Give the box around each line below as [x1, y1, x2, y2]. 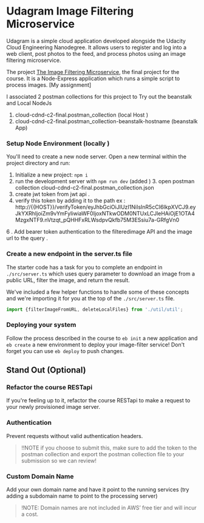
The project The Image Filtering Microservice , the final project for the [6, 68, 180, 75]
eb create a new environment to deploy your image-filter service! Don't [6, 341, 185, 348]
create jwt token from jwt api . [15, 191, 90, 198]
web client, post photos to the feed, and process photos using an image [6, 50, 186, 57]
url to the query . [6, 235, 49, 242]
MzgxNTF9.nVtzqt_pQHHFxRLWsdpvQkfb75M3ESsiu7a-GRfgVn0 [15, 217, 180, 224]
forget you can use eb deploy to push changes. [6, 347, 124, 354]
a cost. [21, 510, 38, 518]
